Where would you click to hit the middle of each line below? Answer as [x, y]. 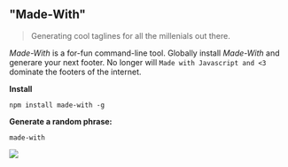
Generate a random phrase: [61, 121]
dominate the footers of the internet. [75, 72]
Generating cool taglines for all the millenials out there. [130, 35]
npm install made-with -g [57, 105]
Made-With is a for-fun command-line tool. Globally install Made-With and [145, 53]
